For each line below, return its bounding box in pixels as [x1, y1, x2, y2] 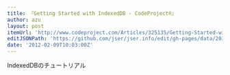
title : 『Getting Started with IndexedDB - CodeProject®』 [7, 10, 177, 17]
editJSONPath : [7, 35, 48, 42]
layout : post [7, 22, 44, 29]
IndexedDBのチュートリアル [7, 61, 86, 69]
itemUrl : [7, 29, 32, 36]
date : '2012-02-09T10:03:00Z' [7, 42, 94, 48]
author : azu [7, 16, 41, 23]
